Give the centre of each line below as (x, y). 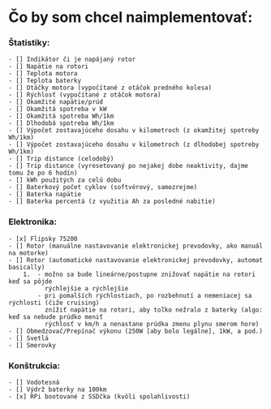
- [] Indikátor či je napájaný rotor (72, 60)
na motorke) (28, 253)
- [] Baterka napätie (45, 195)
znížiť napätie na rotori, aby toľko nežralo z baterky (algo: (154, 310)
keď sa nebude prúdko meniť (56, 316)
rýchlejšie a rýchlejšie (86, 288)
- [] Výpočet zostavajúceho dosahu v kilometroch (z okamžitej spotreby (134, 131)
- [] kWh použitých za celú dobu (65, 180)
